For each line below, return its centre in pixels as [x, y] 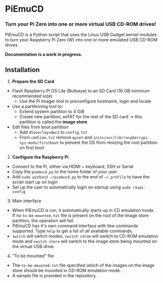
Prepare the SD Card [33, 82]
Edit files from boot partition [40, 127]
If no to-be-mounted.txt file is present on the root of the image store [80, 215]
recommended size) [32, 96]
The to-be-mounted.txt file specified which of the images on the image [83, 265]
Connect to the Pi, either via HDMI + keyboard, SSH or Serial [73, 167]
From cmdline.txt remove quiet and [56, 138]
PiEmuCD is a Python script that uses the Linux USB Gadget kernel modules [81, 35]
